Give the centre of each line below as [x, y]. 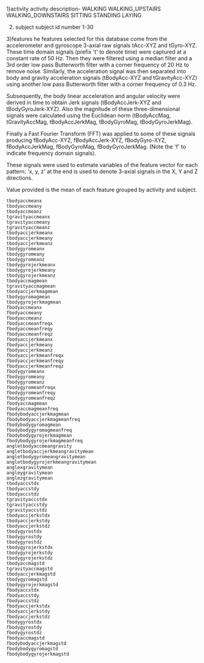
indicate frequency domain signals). [51, 153]
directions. [20, 178]
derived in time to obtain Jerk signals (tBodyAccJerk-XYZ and [84, 102]
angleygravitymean [30, 473]
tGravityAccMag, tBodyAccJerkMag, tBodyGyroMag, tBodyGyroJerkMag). [100, 122]
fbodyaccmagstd [26, 638]
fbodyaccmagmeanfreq [33, 409]
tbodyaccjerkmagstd [31, 574]
